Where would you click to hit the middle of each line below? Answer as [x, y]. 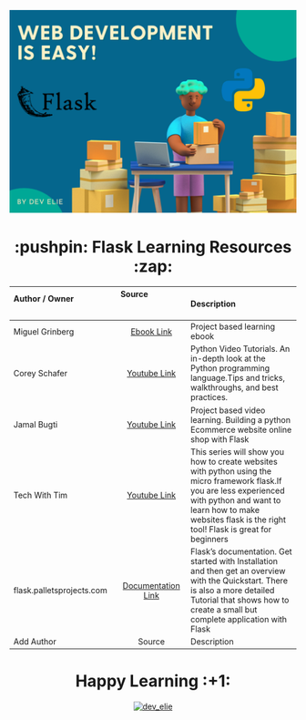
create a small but [224, 610]
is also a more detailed [233, 591]
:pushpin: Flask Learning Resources [153, 247]
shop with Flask [220, 439]
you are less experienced [238, 490]
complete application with [239, 620]
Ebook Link [152, 331]
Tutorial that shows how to [240, 600]
